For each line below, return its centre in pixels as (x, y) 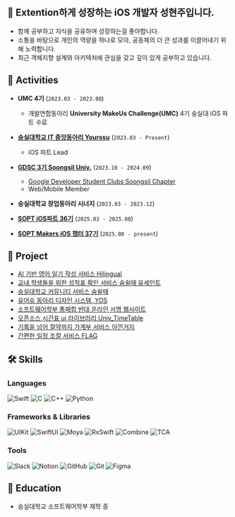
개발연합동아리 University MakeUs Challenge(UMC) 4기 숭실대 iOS (124, 113)
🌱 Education (34, 488)
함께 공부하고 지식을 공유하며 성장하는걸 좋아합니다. (88, 31)
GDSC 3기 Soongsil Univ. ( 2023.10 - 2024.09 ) (84, 167)
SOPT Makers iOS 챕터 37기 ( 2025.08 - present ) (88, 233)
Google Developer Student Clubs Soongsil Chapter (102, 181)
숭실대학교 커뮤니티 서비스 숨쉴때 (63, 291)
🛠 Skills (25, 359)
